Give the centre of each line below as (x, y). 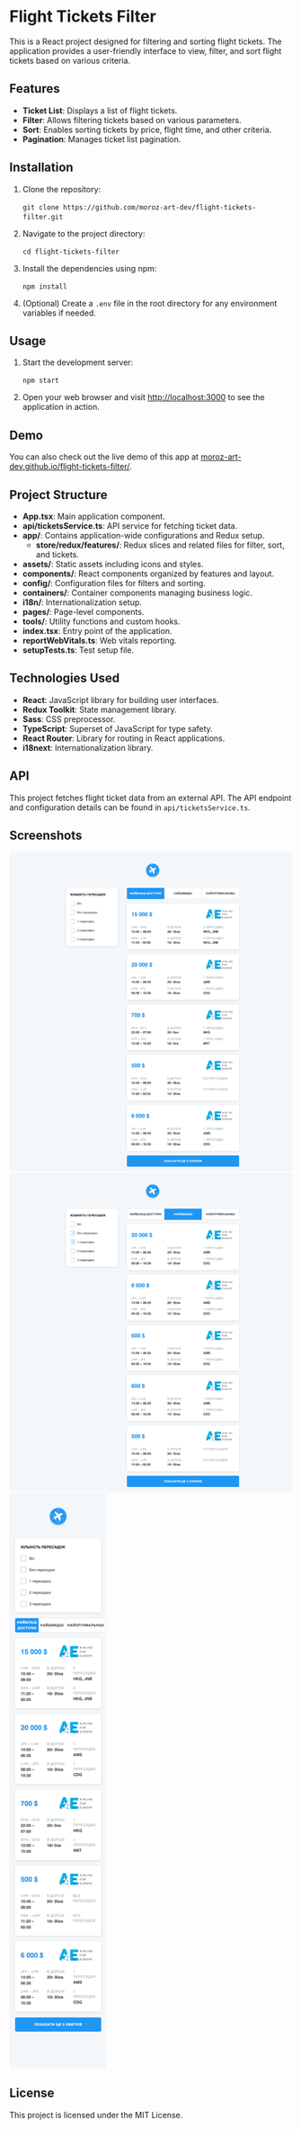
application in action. (61, 407)
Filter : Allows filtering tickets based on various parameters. (132, 120)
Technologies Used (64, 678)
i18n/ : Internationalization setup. (82, 602)
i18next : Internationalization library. (88, 747)
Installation (41, 168)
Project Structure (58, 495)
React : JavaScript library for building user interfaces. (120, 699)
